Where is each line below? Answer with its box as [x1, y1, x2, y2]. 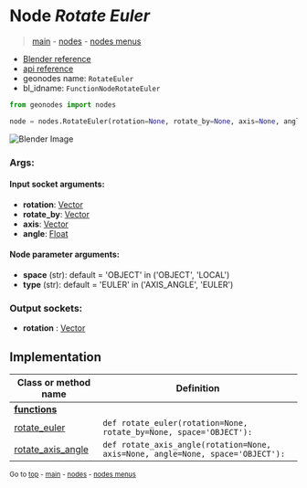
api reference [22, 63, 74, 74]
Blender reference [22, 53, 91, 64]
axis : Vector [22, 218, 69, 229]
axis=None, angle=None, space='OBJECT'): [102, 449, 286, 460]
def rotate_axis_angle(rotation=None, [102, 440, 271, 451]
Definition [175, 382, 220, 395]
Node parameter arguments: [9, 249, 121, 260]
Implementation [9, 349, 102, 365]
